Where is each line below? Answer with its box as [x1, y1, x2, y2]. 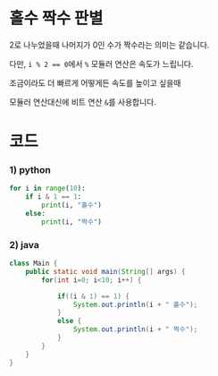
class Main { [9, 259, 58, 269]
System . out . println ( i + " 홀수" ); [72, 300, 198, 309]
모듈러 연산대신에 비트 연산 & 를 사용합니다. [9, 96, 156, 107]
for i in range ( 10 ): [9, 184, 87, 193]
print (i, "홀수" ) [41, 201, 103, 210]
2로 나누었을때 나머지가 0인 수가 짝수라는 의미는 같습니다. [9, 39, 210, 50]
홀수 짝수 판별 [9, 8, 104, 29]
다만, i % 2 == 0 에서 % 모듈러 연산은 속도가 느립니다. [9, 58, 194, 69]
